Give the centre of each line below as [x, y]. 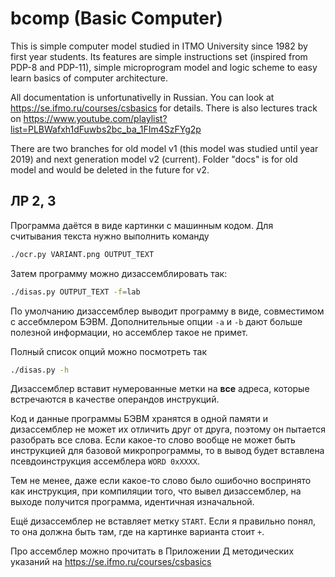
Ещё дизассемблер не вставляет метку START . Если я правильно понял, [163, 521]
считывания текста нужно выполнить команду [110, 236]
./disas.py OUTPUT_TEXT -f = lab [75, 292]
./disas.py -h [40, 370]
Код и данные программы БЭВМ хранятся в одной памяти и [139, 419]
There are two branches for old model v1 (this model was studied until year [164, 148]
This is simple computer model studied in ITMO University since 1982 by [159, 46]
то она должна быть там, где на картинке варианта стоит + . [137, 532]
